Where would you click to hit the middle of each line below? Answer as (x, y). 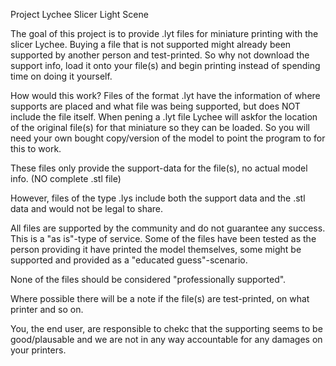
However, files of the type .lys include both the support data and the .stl (158, 198)
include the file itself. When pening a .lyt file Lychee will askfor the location (164, 117)
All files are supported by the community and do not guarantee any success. (168, 228)
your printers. (38, 350)
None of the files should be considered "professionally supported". (148, 279)
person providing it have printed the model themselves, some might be (156, 249)
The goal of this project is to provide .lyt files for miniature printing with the (164, 33)
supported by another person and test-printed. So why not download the (160, 55)
